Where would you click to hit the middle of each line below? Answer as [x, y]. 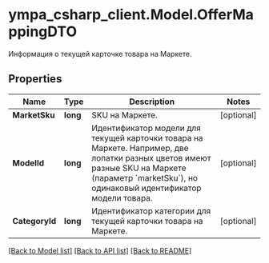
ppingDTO [43, 32]
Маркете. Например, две [140, 148]
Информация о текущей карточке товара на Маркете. [100, 54]
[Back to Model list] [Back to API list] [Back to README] [100, 250]
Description [152, 102]
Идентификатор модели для [147, 128]
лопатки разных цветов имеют [151, 157]
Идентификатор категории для [151, 211]
